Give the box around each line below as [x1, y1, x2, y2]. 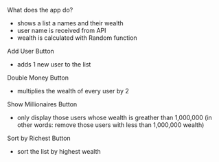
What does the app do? [7, 6, 73, 14]
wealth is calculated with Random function [16, 34, 137, 42]
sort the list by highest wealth [16, 148, 101, 155]
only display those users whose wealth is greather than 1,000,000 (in [16, 113, 213, 121]
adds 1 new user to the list [16, 60, 91, 68]
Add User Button [7, 47, 55, 55]
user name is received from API [16, 27, 106, 34]
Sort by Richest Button [7, 134, 71, 142]
